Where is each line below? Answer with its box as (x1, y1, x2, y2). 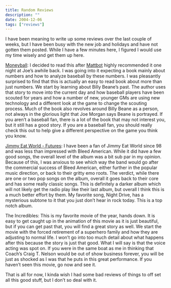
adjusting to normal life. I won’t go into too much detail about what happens (5, 234, 164, 241)
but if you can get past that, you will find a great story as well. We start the (5, 223, 162, 230)
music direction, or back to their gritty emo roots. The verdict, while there (5, 170, 159, 176)
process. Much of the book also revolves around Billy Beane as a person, (5, 106, 159, 112)
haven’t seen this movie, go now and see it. (5, 262, 96, 268)
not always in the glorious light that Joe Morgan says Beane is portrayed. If (5, 111, 163, 117)
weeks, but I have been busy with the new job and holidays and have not (5, 42, 158, 48)
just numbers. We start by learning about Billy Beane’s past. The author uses (5, 84, 166, 90)
